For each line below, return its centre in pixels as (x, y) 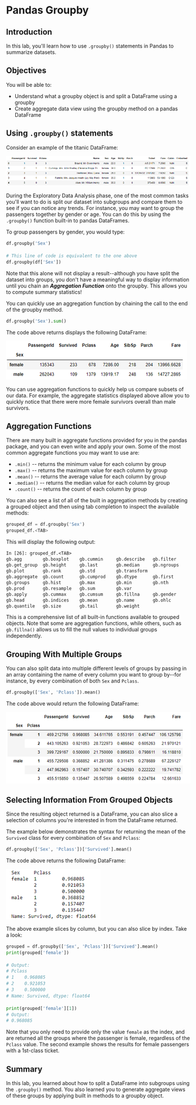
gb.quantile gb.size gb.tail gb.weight (73, 606)
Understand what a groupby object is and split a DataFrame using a (96, 96)
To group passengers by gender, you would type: (65, 232)
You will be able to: (29, 85)
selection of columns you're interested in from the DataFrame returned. (92, 820)
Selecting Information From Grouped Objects (90, 800)
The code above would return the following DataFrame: (73, 703)
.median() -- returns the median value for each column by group (92, 483)
